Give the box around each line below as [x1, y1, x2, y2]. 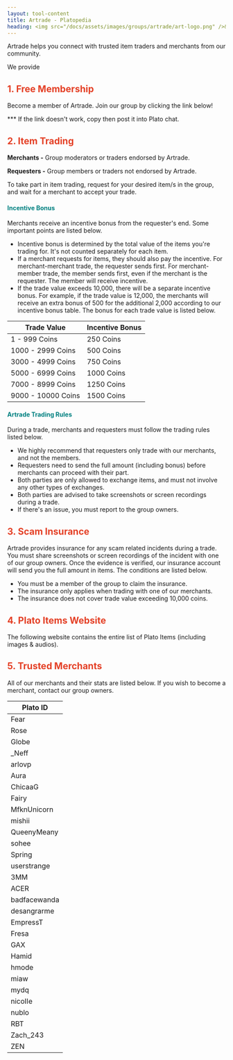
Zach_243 [10, 1030, 44, 1040]
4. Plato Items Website [7, 614, 106, 626]
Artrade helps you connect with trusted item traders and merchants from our [7, 42, 226, 51]
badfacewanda [10, 895, 60, 905]
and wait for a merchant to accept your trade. [7, 188, 137, 196]
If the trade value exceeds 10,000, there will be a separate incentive [17, 284, 211, 292]
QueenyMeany [10, 827, 59, 836]
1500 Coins [86, 391, 126, 401]
